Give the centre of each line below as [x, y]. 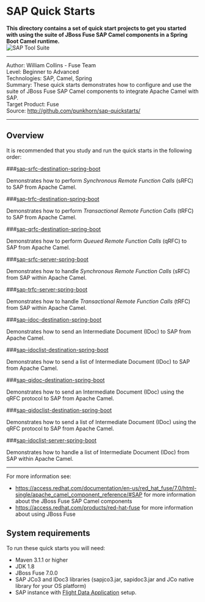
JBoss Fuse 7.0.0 [36, 573]
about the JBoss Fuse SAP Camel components [74, 501]
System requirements [48, 533]
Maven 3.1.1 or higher [41, 560]
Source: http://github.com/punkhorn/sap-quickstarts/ [74, 111]
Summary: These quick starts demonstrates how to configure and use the [99, 84]
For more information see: [39, 476]
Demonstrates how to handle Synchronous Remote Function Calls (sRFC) [98, 271]
